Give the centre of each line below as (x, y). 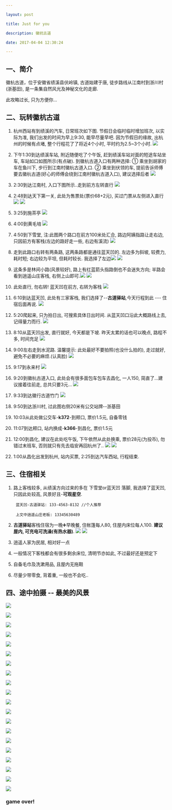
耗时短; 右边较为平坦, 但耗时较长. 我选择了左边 (62, 258)
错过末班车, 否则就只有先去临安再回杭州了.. (58, 445)
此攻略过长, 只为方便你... (32, 100)
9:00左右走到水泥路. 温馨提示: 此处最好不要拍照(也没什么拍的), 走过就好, (89, 350)
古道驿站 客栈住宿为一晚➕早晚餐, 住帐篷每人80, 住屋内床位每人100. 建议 (88, 525)
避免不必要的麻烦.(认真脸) (40, 356)
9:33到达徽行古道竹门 (36, 395)
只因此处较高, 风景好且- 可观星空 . (48, 494)
